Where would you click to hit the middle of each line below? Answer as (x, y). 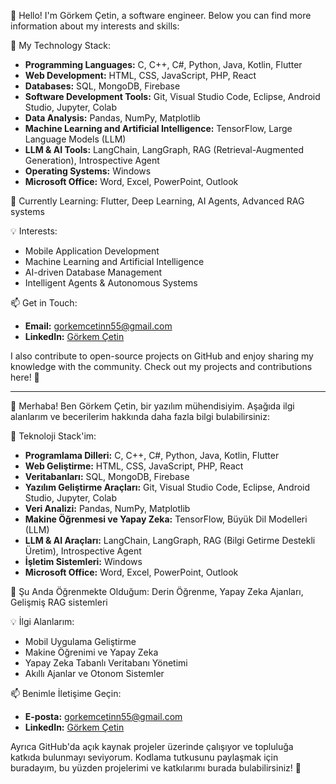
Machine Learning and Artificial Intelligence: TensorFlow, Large (158, 128)
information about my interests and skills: (95, 26)
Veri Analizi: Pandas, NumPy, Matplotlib (107, 508)
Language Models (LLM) (75, 139)
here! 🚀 (25, 377)
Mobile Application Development (92, 251)
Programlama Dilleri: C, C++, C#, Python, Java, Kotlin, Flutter (152, 455)
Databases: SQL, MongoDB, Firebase (102, 86)
